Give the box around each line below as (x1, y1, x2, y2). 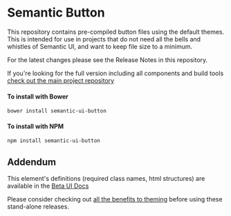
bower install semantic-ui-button (7, 108, 107, 115)
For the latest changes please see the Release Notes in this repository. (7, 55, 208, 63)
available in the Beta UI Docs (7, 181, 89, 190)
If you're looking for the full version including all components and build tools (7, 69, 224, 77)
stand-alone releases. (7, 202, 69, 211)
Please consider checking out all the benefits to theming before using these (7, 195, 223, 204)
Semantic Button (7, 5, 105, 21)
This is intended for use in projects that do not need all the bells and (7, 35, 201, 43)
